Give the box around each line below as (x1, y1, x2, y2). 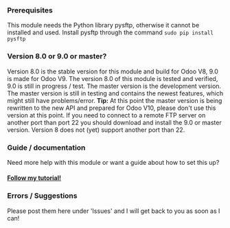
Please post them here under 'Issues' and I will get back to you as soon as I (7, 207, 220, 215)
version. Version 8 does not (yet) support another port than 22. (7, 126, 185, 134)
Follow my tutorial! (7, 174, 62, 182)
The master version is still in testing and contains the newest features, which (7, 89, 224, 98)
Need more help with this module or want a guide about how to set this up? (7, 158, 220, 166)
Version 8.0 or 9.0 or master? (7, 52, 107, 61)
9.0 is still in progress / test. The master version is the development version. (7, 82, 222, 90)
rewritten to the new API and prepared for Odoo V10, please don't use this (7, 104, 216, 112)
